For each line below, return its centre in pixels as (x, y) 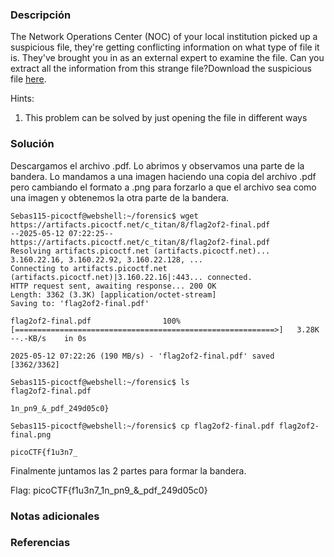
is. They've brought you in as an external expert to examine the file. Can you (167, 58)
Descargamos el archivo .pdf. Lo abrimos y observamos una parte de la (157, 165)
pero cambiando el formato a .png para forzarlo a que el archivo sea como (163, 187)
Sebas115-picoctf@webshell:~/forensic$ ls (100, 382)
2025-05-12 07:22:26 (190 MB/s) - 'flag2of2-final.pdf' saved (142, 356)
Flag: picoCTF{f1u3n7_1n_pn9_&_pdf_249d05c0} (109, 490)
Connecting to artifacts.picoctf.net (89, 268)
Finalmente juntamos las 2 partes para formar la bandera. (128, 470)
